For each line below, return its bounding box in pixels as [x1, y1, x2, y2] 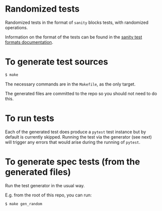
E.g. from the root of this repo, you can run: [5, 192, 92, 198]
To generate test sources [5, 56, 108, 68]
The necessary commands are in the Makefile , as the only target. [5, 81, 136, 87]
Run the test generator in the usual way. [5, 182, 85, 188]
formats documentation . [5, 39, 54, 45]
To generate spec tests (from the [5, 156, 140, 167]
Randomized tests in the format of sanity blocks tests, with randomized [5, 19, 149, 25]
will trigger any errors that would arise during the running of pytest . [5, 139, 141, 145]
